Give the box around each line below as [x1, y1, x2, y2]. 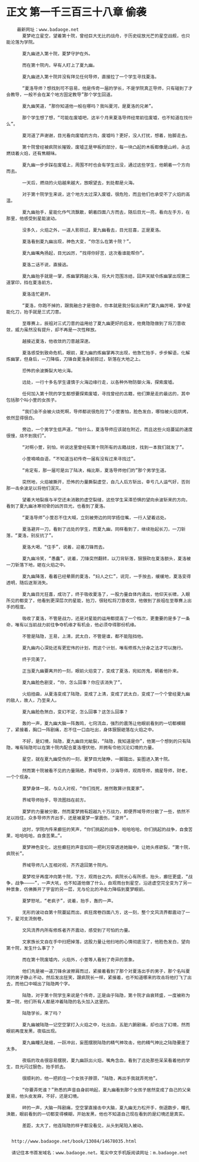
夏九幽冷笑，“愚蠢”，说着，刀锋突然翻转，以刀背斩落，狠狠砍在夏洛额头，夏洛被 [21, 555, 191, 561]
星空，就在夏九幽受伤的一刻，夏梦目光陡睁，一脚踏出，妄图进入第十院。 [21, 756, 173, 762]
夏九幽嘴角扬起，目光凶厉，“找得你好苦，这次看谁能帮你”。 [21, 250, 147, 256]
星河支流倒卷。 [14, 916, 46, 922]
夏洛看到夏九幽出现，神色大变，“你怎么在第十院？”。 [21, 239, 134, 245]
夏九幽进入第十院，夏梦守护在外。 [21, 51, 93, 57]
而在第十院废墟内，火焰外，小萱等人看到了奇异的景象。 [21, 957, 138, 963]
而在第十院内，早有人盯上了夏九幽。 [21, 62, 98, 68]
